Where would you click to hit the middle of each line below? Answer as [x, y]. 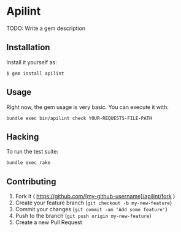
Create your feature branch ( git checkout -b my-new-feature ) [94, 203]
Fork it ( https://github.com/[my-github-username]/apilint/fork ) [95, 196]
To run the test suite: [33, 152]
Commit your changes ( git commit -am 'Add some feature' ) [91, 209]
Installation [28, 47]
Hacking [23, 137]
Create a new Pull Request [49, 222]
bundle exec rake [29, 163]
